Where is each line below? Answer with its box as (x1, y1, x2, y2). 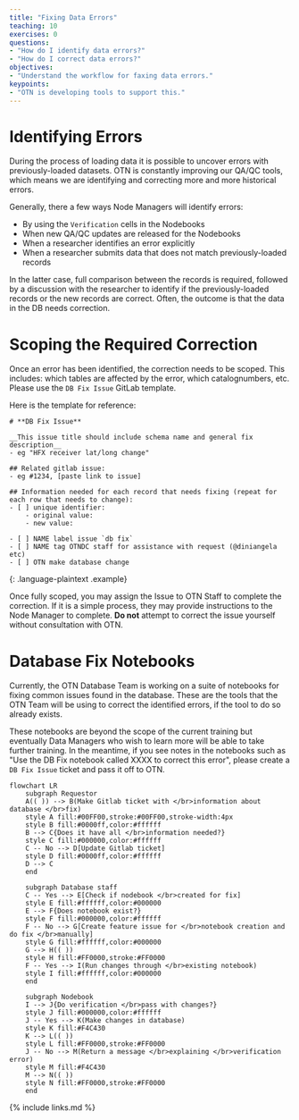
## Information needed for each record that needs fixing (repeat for (9, 488, 278, 497)
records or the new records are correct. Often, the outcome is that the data (9, 293, 285, 304)
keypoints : (9, 80, 50, 88)
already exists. (9, 709, 63, 720)
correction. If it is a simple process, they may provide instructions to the (9, 601, 273, 611)
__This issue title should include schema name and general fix (9, 433, 253, 442)
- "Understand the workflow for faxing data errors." (9, 72, 214, 80)
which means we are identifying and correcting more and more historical (9, 175, 277, 186)
